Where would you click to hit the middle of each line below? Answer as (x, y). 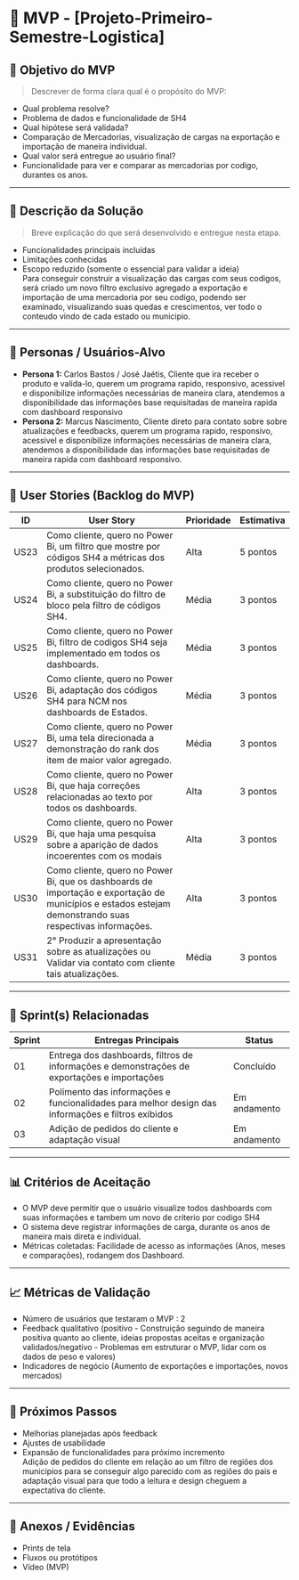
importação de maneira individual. (85, 147)
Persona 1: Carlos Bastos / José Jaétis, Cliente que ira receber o (141, 374)
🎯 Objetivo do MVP (62, 70)
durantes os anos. (55, 175)
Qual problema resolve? (65, 109)
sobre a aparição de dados (102, 845)
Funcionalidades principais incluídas (89, 249)
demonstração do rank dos (103, 749)
